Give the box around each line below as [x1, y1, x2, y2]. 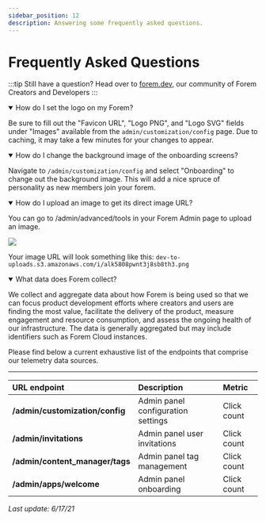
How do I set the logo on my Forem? [15, 103, 134, 113]
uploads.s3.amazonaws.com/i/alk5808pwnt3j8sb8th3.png [8, 261, 190, 269]
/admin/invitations [12, 433, 83, 444]
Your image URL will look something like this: [8, 252, 154, 262]
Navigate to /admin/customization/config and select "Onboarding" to [8, 166, 235, 175]
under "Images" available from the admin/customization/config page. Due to [8, 127, 258, 136]
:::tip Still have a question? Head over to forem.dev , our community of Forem [8, 79, 257, 89]
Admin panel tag [138, 451, 199, 462]
